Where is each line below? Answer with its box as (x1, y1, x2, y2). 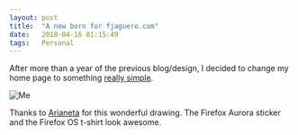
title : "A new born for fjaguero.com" (9, 22, 159, 31)
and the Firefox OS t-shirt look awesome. (9, 117, 162, 128)
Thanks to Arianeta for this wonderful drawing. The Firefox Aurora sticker (9, 107, 281, 118)
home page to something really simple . (9, 73, 154, 84)
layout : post (9, 13, 59, 22)
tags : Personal (9, 38, 75, 48)
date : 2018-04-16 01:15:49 (9, 30, 119, 39)
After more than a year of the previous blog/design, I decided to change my (9, 63, 290, 74)
